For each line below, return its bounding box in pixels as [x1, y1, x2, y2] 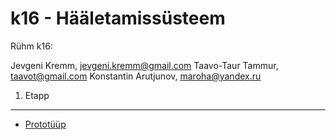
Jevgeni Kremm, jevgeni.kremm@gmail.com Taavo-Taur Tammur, [10, 59, 279, 71]
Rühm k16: [10, 40, 53, 52]
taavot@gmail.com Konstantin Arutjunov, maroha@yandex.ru [10, 70, 262, 82]
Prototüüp [24, 118, 67, 130]
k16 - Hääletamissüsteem [10, 7, 226, 30]
